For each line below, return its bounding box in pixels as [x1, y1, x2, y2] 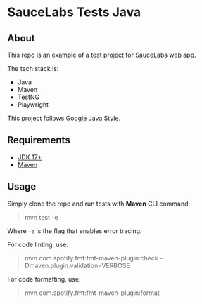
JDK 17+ [17, 152, 42, 161]
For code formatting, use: [7, 275, 81, 283]
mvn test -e [24, 213, 58, 221]
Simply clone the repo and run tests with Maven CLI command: [7, 199, 191, 208]
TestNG [17, 93, 40, 101]
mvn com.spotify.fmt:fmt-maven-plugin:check [24, 253, 158, 262]
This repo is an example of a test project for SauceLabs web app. [7, 51, 196, 59]
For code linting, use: [7, 240, 69, 249]
